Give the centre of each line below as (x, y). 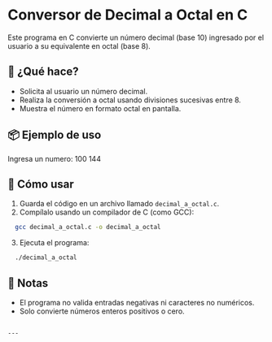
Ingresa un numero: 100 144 (54, 158)
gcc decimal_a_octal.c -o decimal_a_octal (88, 227)
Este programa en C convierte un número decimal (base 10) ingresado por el (136, 37)
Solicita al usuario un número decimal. (83, 91)
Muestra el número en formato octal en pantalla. (100, 108)
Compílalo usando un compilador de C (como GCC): (107, 212)
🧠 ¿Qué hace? (43, 72)
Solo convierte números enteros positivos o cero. (102, 311)
